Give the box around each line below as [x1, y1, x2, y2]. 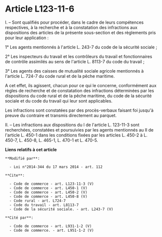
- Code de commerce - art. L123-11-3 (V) [9, 181, 94, 186]
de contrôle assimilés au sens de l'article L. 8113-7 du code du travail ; [5, 59, 145, 64]
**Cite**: [5, 173, 25, 178]
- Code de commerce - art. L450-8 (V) [9, 194, 88, 199]
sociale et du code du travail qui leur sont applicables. [5, 98, 113, 104]
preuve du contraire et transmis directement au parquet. [5, 112, 117, 118]
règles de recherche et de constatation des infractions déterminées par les [5, 88, 154, 93]
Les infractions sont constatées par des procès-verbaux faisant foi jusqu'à [5, 107, 154, 113]
